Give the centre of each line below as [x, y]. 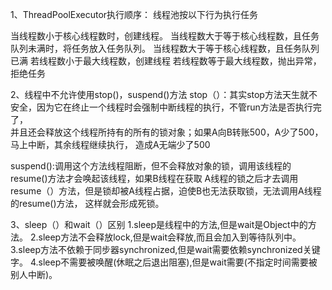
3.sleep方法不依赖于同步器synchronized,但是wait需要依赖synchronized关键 [165, 249]
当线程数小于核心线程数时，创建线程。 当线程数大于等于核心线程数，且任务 [165, 36]
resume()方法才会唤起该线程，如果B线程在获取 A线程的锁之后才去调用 [154, 178]
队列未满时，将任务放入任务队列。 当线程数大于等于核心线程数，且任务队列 [165, 48]
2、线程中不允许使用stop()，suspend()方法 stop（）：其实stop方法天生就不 [164, 94]
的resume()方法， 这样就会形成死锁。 [87, 203]
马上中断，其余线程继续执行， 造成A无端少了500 [110, 144]
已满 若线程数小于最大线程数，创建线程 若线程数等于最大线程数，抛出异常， [166, 61]
